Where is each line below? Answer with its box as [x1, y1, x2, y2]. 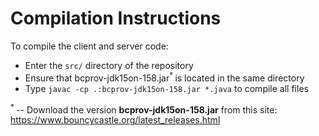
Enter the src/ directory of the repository [24, 59, 194, 71]
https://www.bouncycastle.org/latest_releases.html [10, 114, 221, 126]
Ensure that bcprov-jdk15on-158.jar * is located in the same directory [24, 70, 305, 84]
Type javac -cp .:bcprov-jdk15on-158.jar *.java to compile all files [24, 82, 309, 94]
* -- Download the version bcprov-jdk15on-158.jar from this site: [10, 102, 278, 116]
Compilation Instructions [10, 7, 222, 30]
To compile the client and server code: [10, 40, 169, 52]
